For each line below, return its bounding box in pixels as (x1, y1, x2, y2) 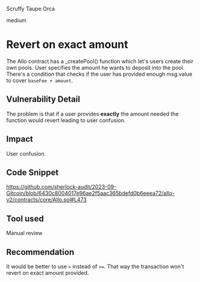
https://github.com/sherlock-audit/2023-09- (6, 183, 117, 191)
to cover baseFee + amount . (6, 76, 73, 84)
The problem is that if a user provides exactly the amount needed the (6, 110, 179, 117)
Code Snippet (6, 167, 59, 177)
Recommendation (6, 247, 74, 257)
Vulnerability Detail (6, 94, 80, 105)
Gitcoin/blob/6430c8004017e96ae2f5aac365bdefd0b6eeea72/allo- (6, 189, 175, 197)
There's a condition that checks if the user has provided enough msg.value (6, 70, 193, 78)
